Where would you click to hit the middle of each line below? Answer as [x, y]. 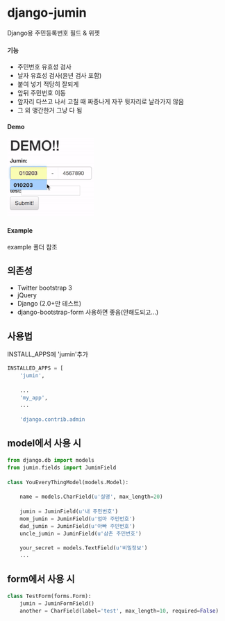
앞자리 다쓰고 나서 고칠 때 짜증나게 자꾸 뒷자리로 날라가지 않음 [100, 101]
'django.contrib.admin [52, 420]
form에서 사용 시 [41, 579]
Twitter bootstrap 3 [45, 288]
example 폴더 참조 [32, 247]
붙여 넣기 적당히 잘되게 [48, 84]
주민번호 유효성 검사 [44, 67]
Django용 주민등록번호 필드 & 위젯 [54, 33]
